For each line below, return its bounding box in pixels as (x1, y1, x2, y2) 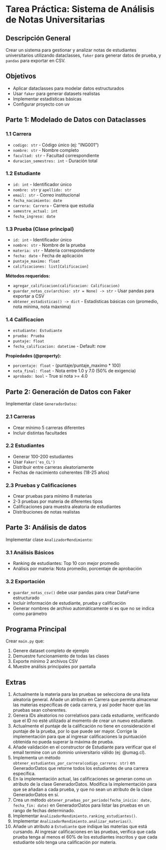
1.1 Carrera (5, 130, 32, 137)
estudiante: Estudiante (12, 328, 63, 333)
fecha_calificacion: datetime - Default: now (12, 343, 106, 349)
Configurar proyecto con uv (12, 101, 70, 107)
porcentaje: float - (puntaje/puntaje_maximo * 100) (12, 362, 121, 369)
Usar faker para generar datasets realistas (12, 91, 100, 97)
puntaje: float (12, 339, 45, 344)
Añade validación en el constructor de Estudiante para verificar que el (12, 744, 156, 750)
